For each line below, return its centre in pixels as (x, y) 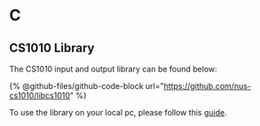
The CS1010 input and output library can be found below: (113, 69)
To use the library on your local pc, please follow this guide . (118, 112)
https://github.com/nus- (207, 86)
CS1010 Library (52, 48)
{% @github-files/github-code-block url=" (87, 86)
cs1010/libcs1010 (40, 95)
